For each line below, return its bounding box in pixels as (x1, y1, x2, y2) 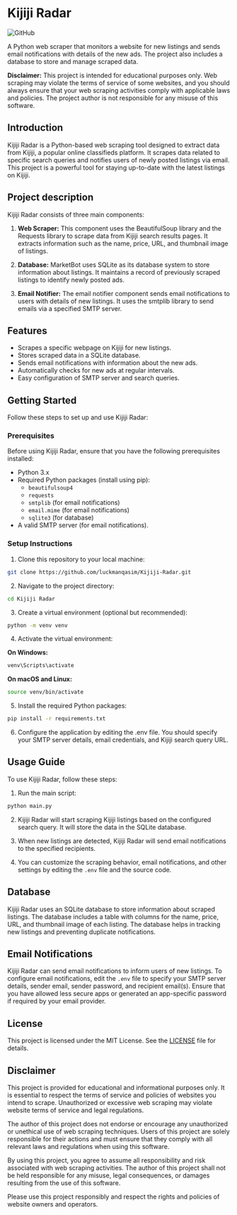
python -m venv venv (7, 622, 69, 629)
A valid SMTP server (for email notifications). (17, 521, 149, 529)
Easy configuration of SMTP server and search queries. (17, 374, 180, 383)
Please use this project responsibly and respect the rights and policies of (7, 1192, 220, 1201)
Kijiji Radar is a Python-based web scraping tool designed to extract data (7, 141, 220, 149)
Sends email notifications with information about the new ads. (17, 358, 198, 367)
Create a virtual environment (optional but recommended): (17, 608, 187, 617)
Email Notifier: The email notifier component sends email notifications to (17, 289, 231, 297)
